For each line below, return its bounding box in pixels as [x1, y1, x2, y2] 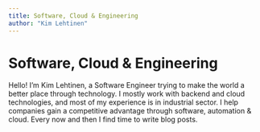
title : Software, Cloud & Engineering [8, 11, 138, 20]
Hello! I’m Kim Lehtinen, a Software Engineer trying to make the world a [8, 80, 246, 90]
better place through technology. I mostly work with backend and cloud [8, 89, 246, 99]
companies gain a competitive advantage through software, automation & [8, 106, 252, 116]
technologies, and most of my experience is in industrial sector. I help [8, 97, 239, 107]
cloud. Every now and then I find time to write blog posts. [8, 114, 198, 125]
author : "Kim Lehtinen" [8, 19, 89, 27]
